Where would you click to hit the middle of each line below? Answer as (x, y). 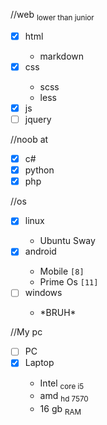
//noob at (29, 140)
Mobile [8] (62, 271)
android (40, 251)
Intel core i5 (62, 384)
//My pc (26, 332)
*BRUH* (58, 313)
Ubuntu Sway (67, 241)
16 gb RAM (60, 410)
